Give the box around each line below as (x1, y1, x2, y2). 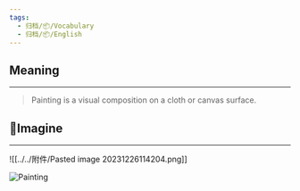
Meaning (9, 62, 60, 78)
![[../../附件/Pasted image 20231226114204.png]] (9, 154, 187, 164)
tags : (9, 12, 29, 22)
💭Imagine (9, 120, 63, 136)
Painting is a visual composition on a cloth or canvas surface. (30, 95, 257, 105)
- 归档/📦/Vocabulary (17, 21, 95, 30)
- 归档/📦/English (17, 29, 82, 38)
